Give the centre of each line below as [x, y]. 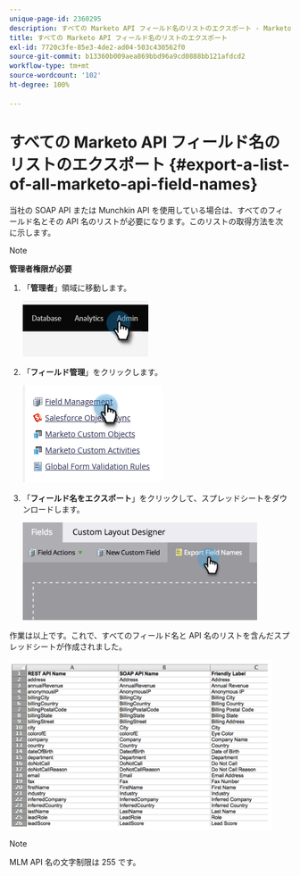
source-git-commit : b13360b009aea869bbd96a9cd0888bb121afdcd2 [127, 57]
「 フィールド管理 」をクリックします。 [92, 371]
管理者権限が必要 [41, 269]
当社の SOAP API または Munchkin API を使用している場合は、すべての [139, 210]
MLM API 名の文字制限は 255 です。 [75, 862]
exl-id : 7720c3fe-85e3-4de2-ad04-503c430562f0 [97, 47]
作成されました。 [95, 647]
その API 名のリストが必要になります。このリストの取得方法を [162, 221]
